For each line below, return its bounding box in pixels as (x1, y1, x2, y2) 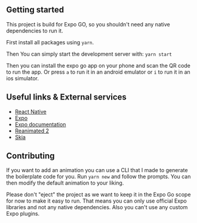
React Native (14, 108, 47, 115)
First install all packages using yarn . (6, 38, 94, 46)
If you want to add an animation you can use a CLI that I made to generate (6, 167, 188, 174)
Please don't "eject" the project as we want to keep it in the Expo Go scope (6, 191, 191, 198)
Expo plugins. (6, 210, 40, 218)
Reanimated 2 (14, 127, 50, 134)
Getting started (6, 5, 64, 15)
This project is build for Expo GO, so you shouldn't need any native (6, 20, 170, 28)
